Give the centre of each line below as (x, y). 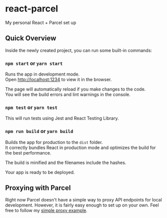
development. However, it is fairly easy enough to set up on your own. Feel (82, 205)
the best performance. (28, 152)
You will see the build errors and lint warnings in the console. (68, 94)
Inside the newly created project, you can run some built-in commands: (79, 50)
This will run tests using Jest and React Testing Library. (62, 118)
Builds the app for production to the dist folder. (54, 142)
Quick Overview (31, 38)
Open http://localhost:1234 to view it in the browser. (58, 79)
